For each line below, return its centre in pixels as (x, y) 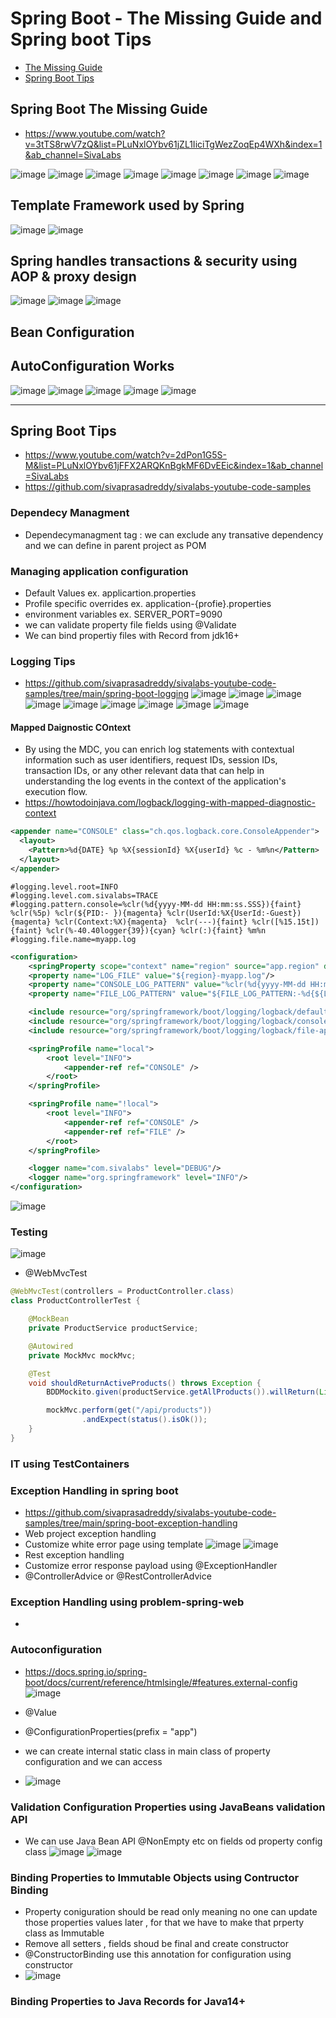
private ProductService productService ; (113, 1328)
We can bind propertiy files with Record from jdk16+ (132, 635)
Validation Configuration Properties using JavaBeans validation (168, 1807)
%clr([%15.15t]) (285, 922)
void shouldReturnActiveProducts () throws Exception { (145, 1383)
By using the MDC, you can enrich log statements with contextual (159, 749)
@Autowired (51, 1346)
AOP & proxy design (73, 276)
